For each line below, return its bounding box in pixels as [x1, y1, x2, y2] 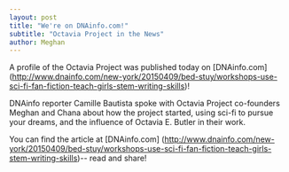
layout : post [9, 12, 58, 22]
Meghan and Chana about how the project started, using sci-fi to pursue [9, 107, 274, 118]
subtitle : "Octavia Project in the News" [9, 29, 165, 38]
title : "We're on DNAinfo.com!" [9, 21, 129, 30]
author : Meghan [9, 37, 66, 47]
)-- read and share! [76, 152, 147, 164]
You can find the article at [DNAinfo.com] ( [9, 134, 165, 145]
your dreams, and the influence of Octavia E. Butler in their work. [9, 117, 246, 128]
